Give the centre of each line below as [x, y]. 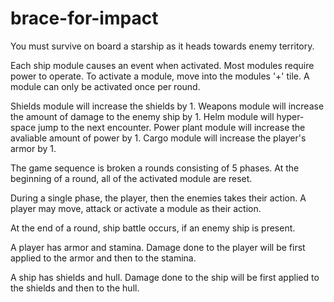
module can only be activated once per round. [105, 86]
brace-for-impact [84, 18]
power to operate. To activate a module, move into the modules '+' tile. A [160, 76]
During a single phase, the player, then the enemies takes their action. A [158, 198]
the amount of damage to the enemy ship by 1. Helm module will [142, 116]
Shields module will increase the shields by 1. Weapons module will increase [167, 106]
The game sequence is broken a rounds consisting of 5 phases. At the [155, 168]
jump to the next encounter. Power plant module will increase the [172, 127]
